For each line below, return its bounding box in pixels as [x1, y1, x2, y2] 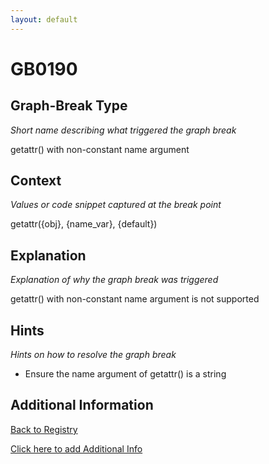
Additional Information [10, 397, 154, 414]
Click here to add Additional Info [10, 442, 143, 455]
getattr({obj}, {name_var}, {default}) [10, 218, 158, 230]
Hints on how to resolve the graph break [10, 349, 177, 361]
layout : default [10, 14, 78, 25]
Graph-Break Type [10, 97, 128, 115]
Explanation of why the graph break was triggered [10, 274, 219, 286]
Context [10, 172, 62, 190]
